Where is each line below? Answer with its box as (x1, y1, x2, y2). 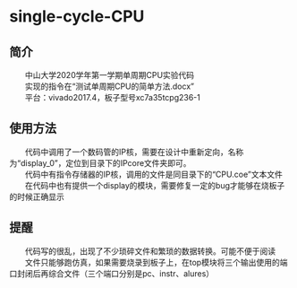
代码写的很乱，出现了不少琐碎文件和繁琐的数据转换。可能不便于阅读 (24, 245, 276, 257)
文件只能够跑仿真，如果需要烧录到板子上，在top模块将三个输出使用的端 (24, 257, 288, 267)
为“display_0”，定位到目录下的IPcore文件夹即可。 (9, 157, 191, 168)
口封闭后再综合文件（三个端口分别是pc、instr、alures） (9, 267, 215, 279)
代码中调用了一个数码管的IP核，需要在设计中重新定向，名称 (24, 146, 244, 157)
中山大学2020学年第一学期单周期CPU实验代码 (24, 70, 195, 80)
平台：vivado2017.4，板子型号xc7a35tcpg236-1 (24, 92, 201, 102)
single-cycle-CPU (9, 6, 145, 27)
